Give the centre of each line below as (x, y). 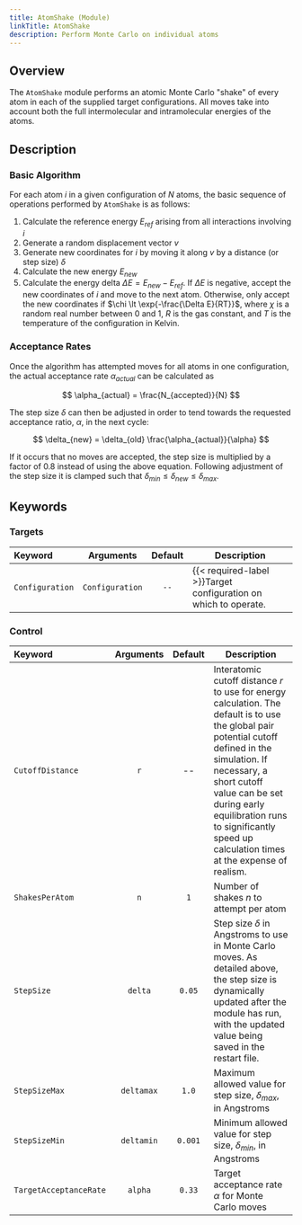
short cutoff (238, 782)
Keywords (38, 506)
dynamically (239, 991)
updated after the (250, 1002)
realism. (230, 872)
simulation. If (240, 759)
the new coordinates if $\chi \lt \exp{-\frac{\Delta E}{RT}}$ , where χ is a (155, 304)
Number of (236, 886)
